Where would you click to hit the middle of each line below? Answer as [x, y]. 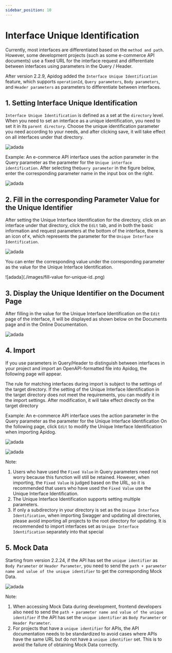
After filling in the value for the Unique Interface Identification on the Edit [83, 313]
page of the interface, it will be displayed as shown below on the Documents [86, 319]
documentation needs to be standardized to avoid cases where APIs [85, 633]
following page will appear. [34, 374]
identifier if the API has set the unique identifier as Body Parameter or [90, 617]
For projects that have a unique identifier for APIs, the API [76, 628]
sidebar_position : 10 [28, 10]
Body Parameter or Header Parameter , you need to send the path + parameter [86, 566]
